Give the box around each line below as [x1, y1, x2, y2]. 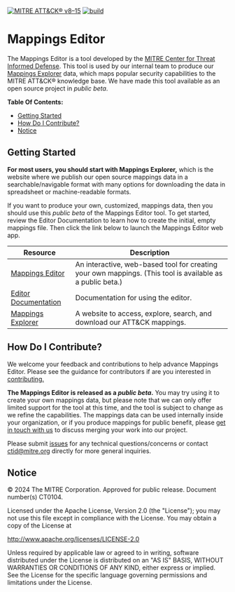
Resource [23, 248, 56, 257]
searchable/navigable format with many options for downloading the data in [7, 180, 226, 189]
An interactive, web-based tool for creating [75, 260, 218, 269]
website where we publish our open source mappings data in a [7, 173, 189, 181]
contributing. [7, 375, 44, 383]
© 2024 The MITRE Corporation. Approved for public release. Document [7, 485, 217, 494]
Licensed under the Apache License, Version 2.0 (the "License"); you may [7, 506, 221, 515]
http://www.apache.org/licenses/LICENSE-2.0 [7, 535, 140, 544]
